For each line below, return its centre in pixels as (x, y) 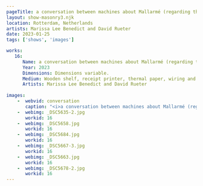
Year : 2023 (36, 67)
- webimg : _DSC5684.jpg (48, 135)
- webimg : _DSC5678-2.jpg (51, 168)
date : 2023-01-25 (28, 34)
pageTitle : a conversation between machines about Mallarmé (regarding (98, 12)
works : (14, 51)
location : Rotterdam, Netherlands (50, 23)
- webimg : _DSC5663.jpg (48, 157)
